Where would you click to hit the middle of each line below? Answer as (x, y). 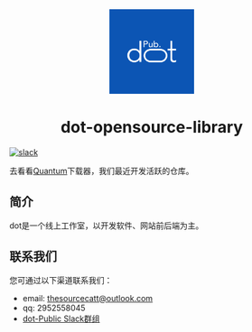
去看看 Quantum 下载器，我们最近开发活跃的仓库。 (102, 171)
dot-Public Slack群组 (61, 318)
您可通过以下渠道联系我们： (61, 280)
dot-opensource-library (152, 128)
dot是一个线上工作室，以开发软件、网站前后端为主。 (107, 226)
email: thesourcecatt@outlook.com (88, 298)
